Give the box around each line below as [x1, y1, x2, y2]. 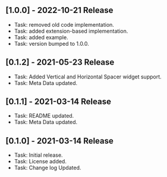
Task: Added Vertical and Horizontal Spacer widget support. [14, 73, 162, 80]
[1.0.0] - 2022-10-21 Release [5, 5, 114, 15]
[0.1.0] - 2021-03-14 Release [5, 135, 114, 146]
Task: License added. [14, 158, 67, 165]
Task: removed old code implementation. [14, 21, 114, 28]
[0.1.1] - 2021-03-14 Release [5, 97, 111, 107]
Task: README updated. [14, 112, 74, 119]
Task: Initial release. [14, 151, 63, 159]
